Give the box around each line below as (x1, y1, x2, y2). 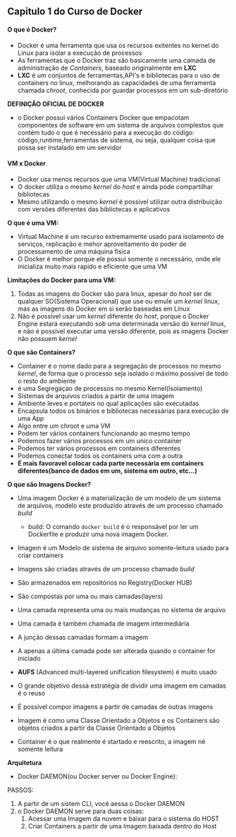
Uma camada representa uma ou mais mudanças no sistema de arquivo (17, 605, 226, 614)
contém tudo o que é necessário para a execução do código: (17, 128, 195, 137)
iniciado (17, 654, 41, 662)
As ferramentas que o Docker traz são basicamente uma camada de (17, 56, 216, 64)
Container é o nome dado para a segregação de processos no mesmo (17, 361, 221, 370)
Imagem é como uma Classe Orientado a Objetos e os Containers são (17, 716, 220, 724)
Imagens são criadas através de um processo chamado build (17, 564, 195, 573)
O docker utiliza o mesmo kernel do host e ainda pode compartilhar (17, 182, 213, 191)
